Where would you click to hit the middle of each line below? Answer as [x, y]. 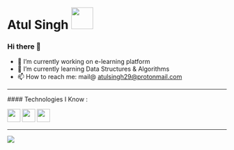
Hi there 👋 [24, 47]
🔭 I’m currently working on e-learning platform [84, 62]
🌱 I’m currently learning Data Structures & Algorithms [93, 69]
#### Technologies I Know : [48, 99]
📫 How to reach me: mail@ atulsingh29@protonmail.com [100, 77]
